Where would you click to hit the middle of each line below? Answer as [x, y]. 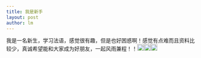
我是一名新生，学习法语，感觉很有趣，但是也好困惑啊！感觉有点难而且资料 [98, 41]
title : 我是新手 [25, 12]
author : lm [20, 23]
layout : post [22, 17]
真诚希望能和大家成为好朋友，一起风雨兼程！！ [80, 49]
